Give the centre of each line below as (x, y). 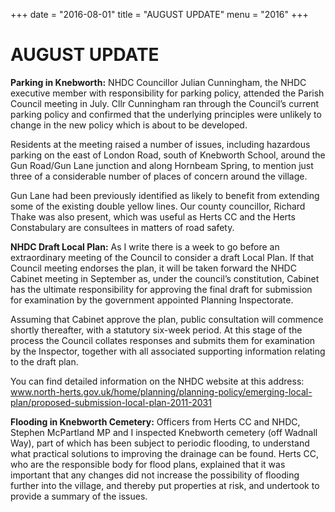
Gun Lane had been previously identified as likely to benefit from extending (165, 195)
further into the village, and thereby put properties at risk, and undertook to (165, 485)
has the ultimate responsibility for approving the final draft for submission (161, 289)
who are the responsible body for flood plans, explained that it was (148, 464)
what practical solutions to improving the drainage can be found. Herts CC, (165, 453)
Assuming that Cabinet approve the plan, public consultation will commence (167, 319)
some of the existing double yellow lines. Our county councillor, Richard (158, 206)
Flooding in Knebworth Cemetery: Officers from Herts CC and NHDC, (155, 421)
